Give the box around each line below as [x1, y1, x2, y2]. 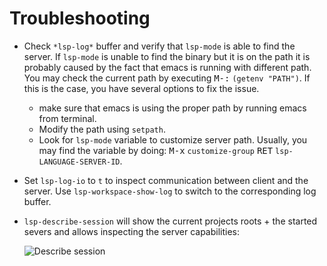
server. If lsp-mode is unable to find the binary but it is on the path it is [23, 50, 311, 62]
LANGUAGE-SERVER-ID [38, 157, 121, 167]
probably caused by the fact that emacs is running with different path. [23, 61, 312, 73]
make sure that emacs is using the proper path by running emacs [38, 102, 307, 114]
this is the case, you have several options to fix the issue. [23, 82, 260, 94]
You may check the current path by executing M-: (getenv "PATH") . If [23, 72, 311, 84]
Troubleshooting [9, 7, 151, 30]
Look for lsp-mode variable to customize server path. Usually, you [38, 133, 308, 146]
